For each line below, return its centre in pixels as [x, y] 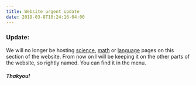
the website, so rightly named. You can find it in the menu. [76, 63]
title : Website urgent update [43, 11]
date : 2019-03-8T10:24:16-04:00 [45, 17]
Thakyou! [18, 76]
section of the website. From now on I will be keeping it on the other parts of [98, 56]
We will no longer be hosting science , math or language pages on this [90, 50]
